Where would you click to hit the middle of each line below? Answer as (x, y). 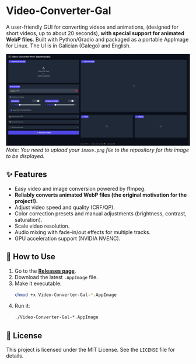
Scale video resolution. (42, 226)
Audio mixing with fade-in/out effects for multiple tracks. (82, 232)
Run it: (22, 306)
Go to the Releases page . (45, 271)
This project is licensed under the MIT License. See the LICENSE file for (90, 350)
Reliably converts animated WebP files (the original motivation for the (101, 195)
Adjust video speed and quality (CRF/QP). (64, 207)
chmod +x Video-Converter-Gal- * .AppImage (66, 295)
